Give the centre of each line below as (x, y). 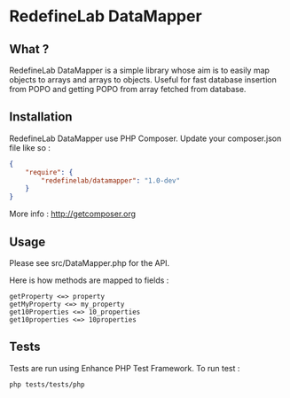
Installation (41, 117)
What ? (29, 49)
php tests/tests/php (47, 384)
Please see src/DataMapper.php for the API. (90, 263)
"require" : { (49, 172)
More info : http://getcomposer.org (72, 214)
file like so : (30, 147)
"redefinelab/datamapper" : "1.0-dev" (110, 180)
